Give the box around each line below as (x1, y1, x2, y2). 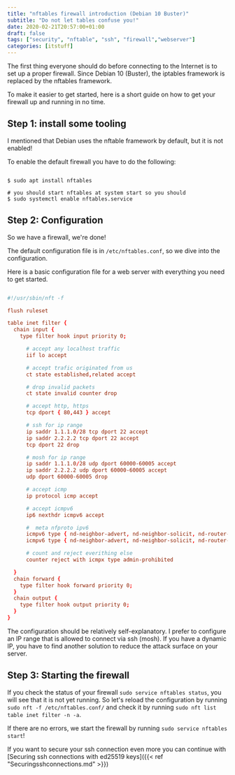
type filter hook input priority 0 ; (20, 333, 127, 340)
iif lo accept (25, 352, 68, 358)
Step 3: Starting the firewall (7, 669, 130, 681)
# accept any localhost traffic (25, 345, 120, 352)
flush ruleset (7, 307, 49, 314)
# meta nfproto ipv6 (25, 524, 90, 531)
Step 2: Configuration (7, 215, 104, 226)
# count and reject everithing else (25, 550, 133, 557)
